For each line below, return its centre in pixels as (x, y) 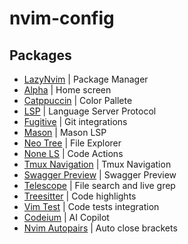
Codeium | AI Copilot (66, 217)
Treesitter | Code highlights (80, 196)
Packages (40, 55)
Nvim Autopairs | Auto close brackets (100, 228)
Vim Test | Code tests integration (91, 206)
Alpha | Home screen (67, 90)
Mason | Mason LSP (65, 132)
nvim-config (62, 18)
